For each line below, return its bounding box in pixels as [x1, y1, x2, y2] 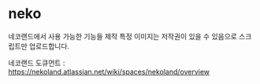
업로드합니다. [28, 41, 69, 51]
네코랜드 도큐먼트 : [8, 58, 65, 68]
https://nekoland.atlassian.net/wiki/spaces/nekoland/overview [8, 67, 210, 76]
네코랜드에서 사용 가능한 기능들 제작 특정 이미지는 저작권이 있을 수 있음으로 [8, 31, 238, 41]
